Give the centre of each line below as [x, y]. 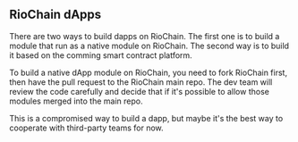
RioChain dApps [55, 15]
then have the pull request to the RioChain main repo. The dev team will [141, 82]
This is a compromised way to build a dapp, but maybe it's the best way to [146, 118]
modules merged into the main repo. [76, 101]
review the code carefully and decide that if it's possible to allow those [140, 91]
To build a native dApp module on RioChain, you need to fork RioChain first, [149, 72]
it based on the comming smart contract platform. [101, 55]
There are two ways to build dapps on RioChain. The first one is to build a [145, 36]
